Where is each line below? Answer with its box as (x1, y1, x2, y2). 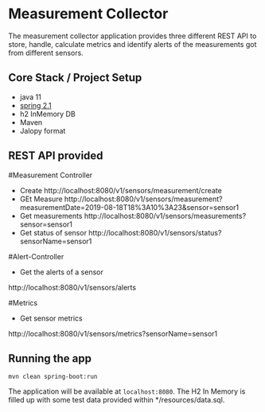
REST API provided (8, 149, 103, 163)
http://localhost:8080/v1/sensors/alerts (8, 282, 137, 292)
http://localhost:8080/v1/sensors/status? (88, 227, 222, 237)
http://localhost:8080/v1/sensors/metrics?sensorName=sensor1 (8, 328, 218, 338)
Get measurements (19, 211, 83, 220)
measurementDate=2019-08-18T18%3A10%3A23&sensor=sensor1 (19, 202, 240, 212)
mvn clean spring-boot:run (8, 373, 98, 381)
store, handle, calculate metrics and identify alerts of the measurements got (8, 39, 257, 49)
